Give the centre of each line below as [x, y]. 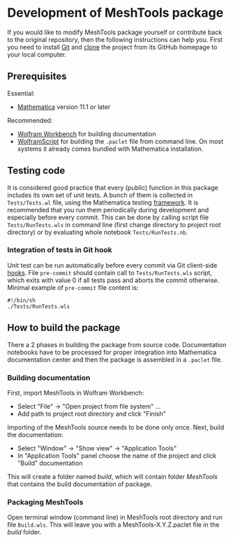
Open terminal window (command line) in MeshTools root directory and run [115, 518]
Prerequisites [37, 76]
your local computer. [37, 54]
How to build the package [64, 328]
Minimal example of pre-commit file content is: [73, 287]
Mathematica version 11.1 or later [64, 107]
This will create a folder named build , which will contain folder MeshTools [113, 476]
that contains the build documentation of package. [80, 484]
